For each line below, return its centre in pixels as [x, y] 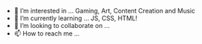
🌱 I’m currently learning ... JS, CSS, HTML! [76, 18]
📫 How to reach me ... [47, 34]
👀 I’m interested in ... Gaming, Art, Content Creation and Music [105, 11]
